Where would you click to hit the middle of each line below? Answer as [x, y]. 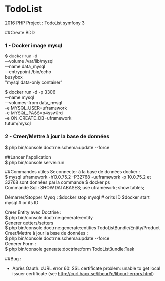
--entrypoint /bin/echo [28, 72]
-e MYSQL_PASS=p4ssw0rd [34, 113]
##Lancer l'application [28, 157]
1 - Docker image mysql [34, 45]
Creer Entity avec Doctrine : [33, 212]
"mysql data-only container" [34, 82]
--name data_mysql [25, 67]
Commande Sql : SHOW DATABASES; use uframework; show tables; [75, 187]
